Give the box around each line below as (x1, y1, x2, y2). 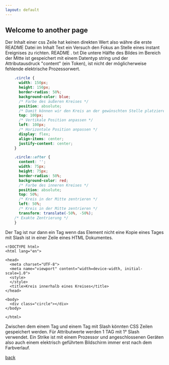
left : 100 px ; (18, 123, 46, 128)
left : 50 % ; (18, 201, 42, 206)
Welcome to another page (5, 26, 88, 35)
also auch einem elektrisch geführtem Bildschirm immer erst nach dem (5, 339, 152, 345)
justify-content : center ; (18, 141, 73, 146)
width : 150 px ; (18, 80, 49, 85)
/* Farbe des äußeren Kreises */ (18, 99, 89, 104)
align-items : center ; (18, 136, 64, 141)
